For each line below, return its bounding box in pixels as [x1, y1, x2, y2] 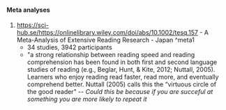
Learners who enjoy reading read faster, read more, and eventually [27, 73, 219, 81]
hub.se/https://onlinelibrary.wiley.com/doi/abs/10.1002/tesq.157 [16, 29, 198, 37]
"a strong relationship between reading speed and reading [27, 51, 195, 59]
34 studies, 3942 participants [27, 43, 112, 52]
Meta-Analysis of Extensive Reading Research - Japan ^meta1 [16, 36, 195, 45]
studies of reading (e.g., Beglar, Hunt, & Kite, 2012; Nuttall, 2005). [27, 65, 216, 74]
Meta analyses [6, 6, 50, 14]
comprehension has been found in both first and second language [27, 58, 218, 66]
